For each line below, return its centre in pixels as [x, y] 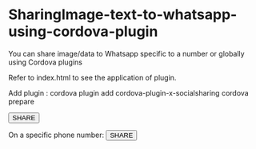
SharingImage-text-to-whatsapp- [123, 15]
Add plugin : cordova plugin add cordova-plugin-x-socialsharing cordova [129, 92]
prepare [21, 101]
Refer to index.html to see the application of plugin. [92, 77]
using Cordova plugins [45, 62]
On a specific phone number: [56, 135]
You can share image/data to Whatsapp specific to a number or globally [127, 53]
